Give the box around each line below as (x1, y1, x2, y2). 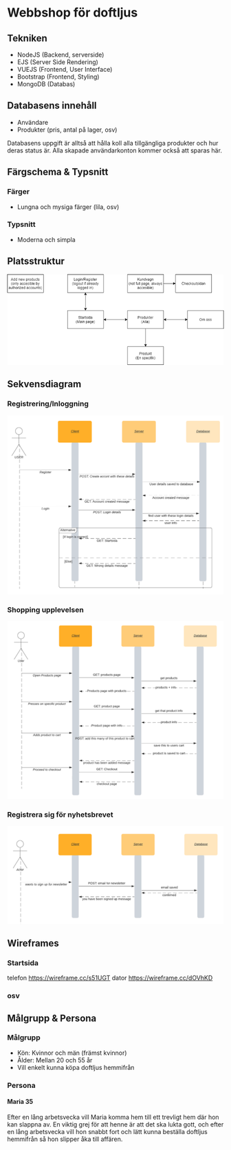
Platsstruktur (7, 255, 65, 267)
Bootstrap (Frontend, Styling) (16, 72, 100, 81)
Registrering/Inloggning (7, 399, 89, 408)
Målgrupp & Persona (7, 1012, 97, 1024)
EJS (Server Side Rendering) (16, 58, 98, 66)
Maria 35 (7, 1098, 33, 1106)
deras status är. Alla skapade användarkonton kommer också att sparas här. (7, 146, 222, 155)
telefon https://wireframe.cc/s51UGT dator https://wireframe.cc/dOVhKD (7, 974, 213, 982)
